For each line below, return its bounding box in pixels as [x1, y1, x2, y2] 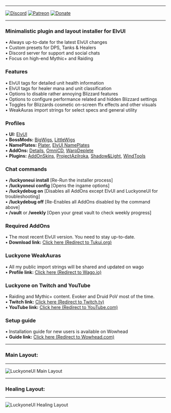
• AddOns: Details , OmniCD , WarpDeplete [5, 147, 94, 153]
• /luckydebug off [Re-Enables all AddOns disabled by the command [5, 199, 151, 205]
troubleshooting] [5, 193, 40, 199]
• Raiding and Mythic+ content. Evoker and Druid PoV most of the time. [5, 294, 155, 300]
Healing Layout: [5, 385, 45, 393]
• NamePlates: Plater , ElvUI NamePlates [5, 142, 90, 148]
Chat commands [5, 165, 47, 172]
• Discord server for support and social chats [5, 50, 100, 56]
